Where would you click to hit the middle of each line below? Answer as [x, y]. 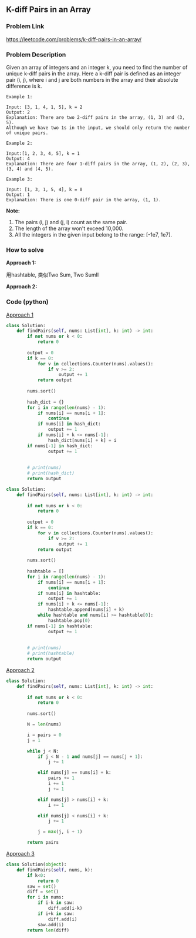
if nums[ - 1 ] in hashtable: [60, 626]
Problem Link [25, 26]
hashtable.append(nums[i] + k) [86, 610]
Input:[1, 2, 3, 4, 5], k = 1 [43, 153]
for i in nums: [46, 897]
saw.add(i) [51, 924]
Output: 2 [18, 112]
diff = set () [43, 892]
